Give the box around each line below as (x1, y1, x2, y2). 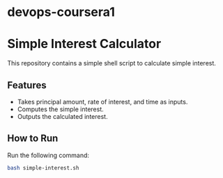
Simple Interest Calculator (7, 36, 162, 52)
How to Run (7, 133, 59, 145)
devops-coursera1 (7, 4, 115, 20)
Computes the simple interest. (17, 105, 104, 113)
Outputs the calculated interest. (17, 112, 108, 120)
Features (7, 79, 47, 91)
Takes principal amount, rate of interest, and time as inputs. (17, 97, 188, 106)
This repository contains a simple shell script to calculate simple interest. (7, 59, 216, 67)
